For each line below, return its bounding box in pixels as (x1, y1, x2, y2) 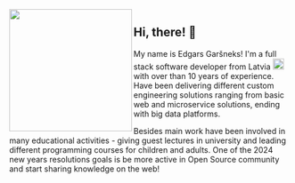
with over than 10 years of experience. (133, 70, 275, 81)
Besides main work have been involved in (133, 125, 286, 136)
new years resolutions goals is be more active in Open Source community (9, 154, 280, 164)
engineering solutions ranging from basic (133, 89, 285, 100)
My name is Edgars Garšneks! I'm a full (133, 48, 277, 59)
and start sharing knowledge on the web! (9, 163, 160, 174)
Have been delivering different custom (133, 80, 275, 91)
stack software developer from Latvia (133, 61, 271, 72)
